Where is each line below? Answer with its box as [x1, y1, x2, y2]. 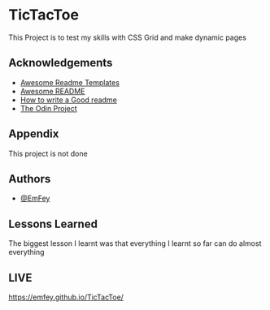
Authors [8, 172, 51, 186]
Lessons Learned [8, 217, 98, 230]
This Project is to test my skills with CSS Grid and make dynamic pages [8, 32, 246, 42]
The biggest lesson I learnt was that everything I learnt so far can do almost [8, 239, 262, 248]
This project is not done [8, 149, 88, 158]
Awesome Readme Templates [20, 77, 120, 87]
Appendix [8, 127, 59, 141]
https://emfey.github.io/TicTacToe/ [8, 292, 124, 302]
